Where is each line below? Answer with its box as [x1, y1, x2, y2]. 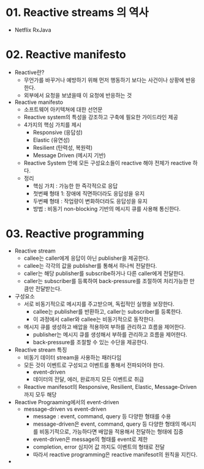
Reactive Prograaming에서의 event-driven [14, 398, 119, 405]
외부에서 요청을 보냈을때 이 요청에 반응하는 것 [23, 91, 132, 98]
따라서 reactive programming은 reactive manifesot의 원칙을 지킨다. [32, 451, 198, 458]
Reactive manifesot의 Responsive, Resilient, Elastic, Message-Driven [23, 383, 197, 390]
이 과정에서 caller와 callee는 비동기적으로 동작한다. [32, 316, 156, 323]
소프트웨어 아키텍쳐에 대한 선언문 [23, 105, 103, 113]
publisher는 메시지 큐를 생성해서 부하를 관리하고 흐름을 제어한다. [32, 331, 187, 338]
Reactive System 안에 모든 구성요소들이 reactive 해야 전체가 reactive [23, 159, 191, 166]
